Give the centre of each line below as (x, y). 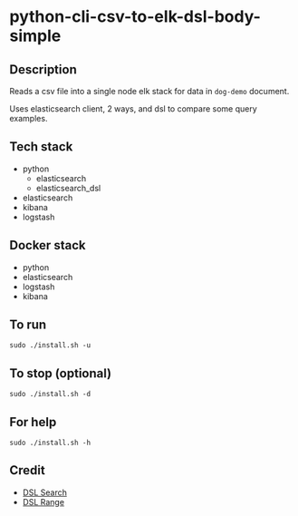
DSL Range (43, 501)
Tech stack (41, 147)
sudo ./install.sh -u (50, 346)
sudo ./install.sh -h (50, 443)
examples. (29, 118)
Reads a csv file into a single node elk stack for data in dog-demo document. (149, 91)
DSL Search (45, 492)
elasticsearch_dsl (68, 188)
